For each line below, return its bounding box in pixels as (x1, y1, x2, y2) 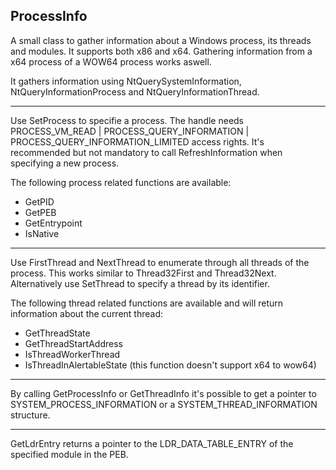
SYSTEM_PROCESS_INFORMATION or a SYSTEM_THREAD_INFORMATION (10, 398, 318, 410)
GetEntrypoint (24, 217, 83, 229)
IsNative (24, 227, 60, 239)
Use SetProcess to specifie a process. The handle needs (10, 114, 245, 126)
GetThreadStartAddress (24, 337, 123, 349)
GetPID (24, 195, 55, 208)
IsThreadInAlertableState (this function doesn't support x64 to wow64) (24, 359, 317, 371)
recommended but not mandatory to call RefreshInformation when (10, 146, 283, 158)
